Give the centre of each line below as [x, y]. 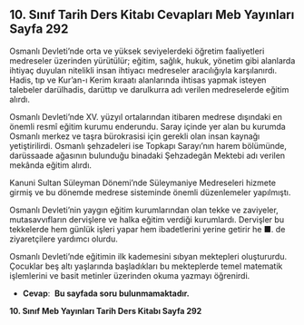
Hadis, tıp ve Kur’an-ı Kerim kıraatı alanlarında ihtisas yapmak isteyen [138, 80]
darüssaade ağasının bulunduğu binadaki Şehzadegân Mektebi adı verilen [147, 155]
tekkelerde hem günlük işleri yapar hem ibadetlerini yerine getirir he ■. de [147, 229]
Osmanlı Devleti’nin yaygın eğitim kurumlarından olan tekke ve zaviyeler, [144, 210]
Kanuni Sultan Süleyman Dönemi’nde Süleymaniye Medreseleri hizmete [143, 182]
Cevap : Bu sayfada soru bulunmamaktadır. [106, 293]
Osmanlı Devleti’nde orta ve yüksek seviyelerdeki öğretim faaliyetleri [137, 51]
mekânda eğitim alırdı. [51, 165]
